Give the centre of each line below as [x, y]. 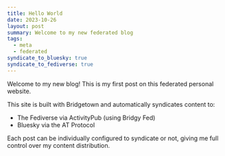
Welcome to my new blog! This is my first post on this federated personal [110, 83]
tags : [15, 39]
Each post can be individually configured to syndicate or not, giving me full [113, 138]
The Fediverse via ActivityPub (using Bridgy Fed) [86, 118]
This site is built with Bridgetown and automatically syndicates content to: [111, 104]
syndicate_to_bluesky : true [47, 58]
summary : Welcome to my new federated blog [70, 32]
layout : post [26, 26]
